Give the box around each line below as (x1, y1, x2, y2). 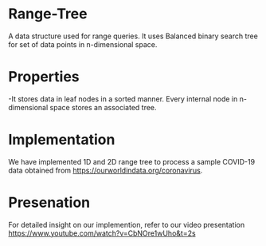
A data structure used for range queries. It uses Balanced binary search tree (8, 31, 259, 41)
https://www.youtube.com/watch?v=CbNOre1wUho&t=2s (8, 228, 197, 238)
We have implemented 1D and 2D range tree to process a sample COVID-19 (8, 157, 256, 166)
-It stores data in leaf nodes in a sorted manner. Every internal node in (8, 93, 238, 104)
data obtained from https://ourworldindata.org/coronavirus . (8, 165, 203, 175)
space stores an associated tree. (49, 102, 157, 112)
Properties (8, 68, 80, 86)
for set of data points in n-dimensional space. (8, 39, 158, 49)
